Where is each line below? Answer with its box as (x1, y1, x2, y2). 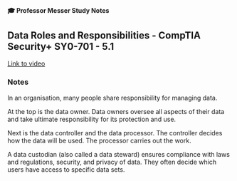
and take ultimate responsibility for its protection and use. (7, 115, 177, 123)
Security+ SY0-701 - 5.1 (7, 40, 115, 53)
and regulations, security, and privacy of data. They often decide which (7, 157, 217, 166)
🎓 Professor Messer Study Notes (7, 6, 110, 14)
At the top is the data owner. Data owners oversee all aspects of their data (7, 107, 225, 115)
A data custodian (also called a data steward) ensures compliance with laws (7, 150, 230, 158)
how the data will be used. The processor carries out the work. (7, 136, 191, 145)
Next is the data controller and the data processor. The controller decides (7, 128, 223, 137)
